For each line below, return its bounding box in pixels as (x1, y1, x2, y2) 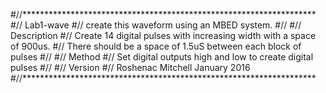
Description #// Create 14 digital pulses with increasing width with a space (10, 30, 317, 41)
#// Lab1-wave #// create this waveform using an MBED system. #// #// (10, 19, 302, 31)
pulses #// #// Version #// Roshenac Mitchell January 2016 (10, 62, 251, 73)
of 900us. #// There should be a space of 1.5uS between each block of (10, 40, 302, 52)
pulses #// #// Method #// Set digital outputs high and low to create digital (10, 51, 314, 63)
